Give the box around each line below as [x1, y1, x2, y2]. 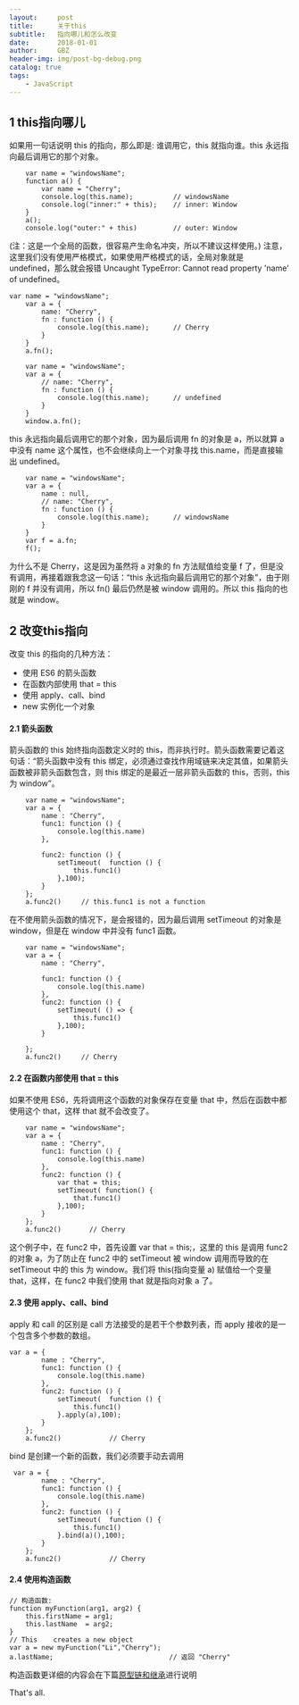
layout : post [9, 13, 74, 22]
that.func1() [72, 1193, 122, 1202]
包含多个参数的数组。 [16, 1330, 96, 1341]
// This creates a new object [9, 1635, 134, 1644]
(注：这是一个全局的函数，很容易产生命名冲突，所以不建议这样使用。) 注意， [9, 240, 287, 251]
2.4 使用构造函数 [9, 1574, 71, 1585]
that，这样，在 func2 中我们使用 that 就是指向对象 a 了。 [9, 1275, 218, 1286]
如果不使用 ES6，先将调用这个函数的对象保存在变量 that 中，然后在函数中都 [9, 1094, 287, 1105]
